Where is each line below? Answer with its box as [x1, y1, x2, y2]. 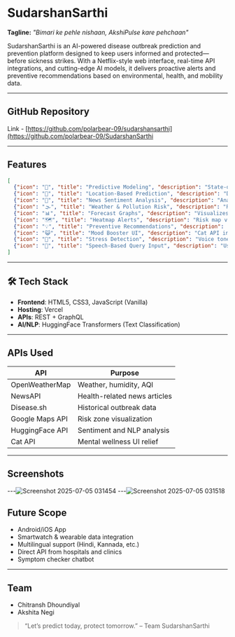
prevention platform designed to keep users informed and [7, 49, 173, 57]
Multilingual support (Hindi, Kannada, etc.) [17, 540, 140, 549]
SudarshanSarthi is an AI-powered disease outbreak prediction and [7, 41, 201, 50]
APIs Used [7, 347, 54, 359]
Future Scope [7, 507, 67, 519]
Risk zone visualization [77, 413, 152, 423]
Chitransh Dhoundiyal [17, 601, 80, 609]
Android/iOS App [17, 526, 66, 534]
